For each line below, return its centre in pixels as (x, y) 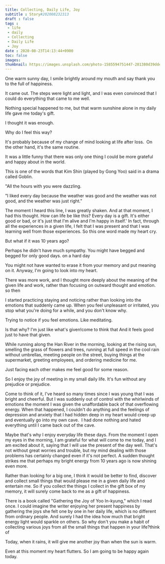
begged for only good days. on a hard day (48, 256)
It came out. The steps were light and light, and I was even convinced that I (81, 94)
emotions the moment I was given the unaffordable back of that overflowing (82, 405)
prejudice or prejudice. (28, 384)
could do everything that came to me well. (48, 98)
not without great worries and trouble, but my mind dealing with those (76, 450)
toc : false (16, 55)
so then (13, 290)
